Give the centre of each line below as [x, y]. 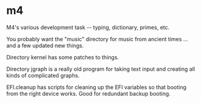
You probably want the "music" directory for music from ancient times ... [97, 39]
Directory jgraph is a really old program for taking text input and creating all [101, 69]
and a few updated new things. [45, 45]
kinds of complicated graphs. [43, 75]
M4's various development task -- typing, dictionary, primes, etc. [88, 27]
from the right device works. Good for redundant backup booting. [88, 93]
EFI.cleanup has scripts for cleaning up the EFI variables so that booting [97, 87]
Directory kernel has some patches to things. [63, 57]
